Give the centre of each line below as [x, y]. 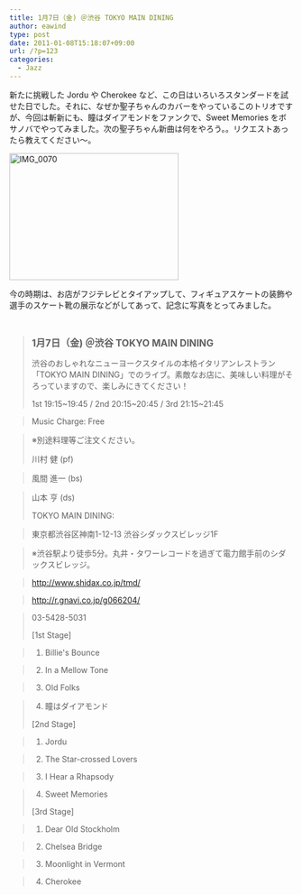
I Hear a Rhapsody [79, 776]
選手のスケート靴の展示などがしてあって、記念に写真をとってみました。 [143, 305]
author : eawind [38, 26]
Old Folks [62, 687]
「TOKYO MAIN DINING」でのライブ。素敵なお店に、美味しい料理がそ [162, 374]
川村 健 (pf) [52, 459]
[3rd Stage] [53, 811]
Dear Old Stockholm [82, 829]
